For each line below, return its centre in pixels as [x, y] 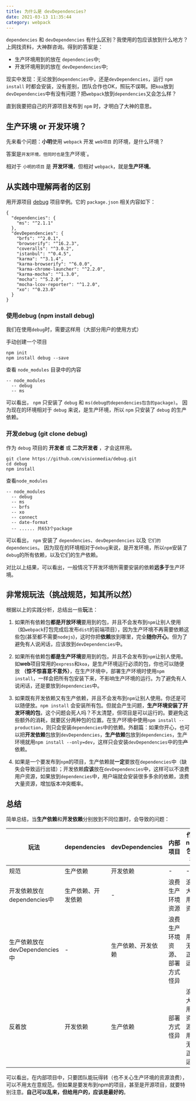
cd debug [17, 464]
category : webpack [28, 22]
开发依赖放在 [27, 891]
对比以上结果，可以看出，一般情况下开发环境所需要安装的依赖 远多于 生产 [93, 567]
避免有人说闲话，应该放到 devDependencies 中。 [70, 644]
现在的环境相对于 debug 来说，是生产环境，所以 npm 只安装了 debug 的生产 [99, 410]
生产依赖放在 [27, 942]
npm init [17, 353]
